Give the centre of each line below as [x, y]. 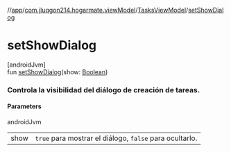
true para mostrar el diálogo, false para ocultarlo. [116, 138]
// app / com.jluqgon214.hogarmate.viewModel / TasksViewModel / [98, 10]
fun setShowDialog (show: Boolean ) [58, 71]
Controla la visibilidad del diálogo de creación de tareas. [104, 90]
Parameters [24, 106]
